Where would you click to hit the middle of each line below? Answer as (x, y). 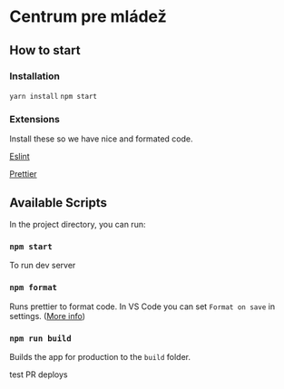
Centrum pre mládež (88, 17)
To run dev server (43, 266)
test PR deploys (39, 374)
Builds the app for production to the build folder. (100, 356)
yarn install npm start (54, 96)
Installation (35, 76)
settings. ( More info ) (48, 316)
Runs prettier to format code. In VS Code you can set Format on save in (142, 306)
